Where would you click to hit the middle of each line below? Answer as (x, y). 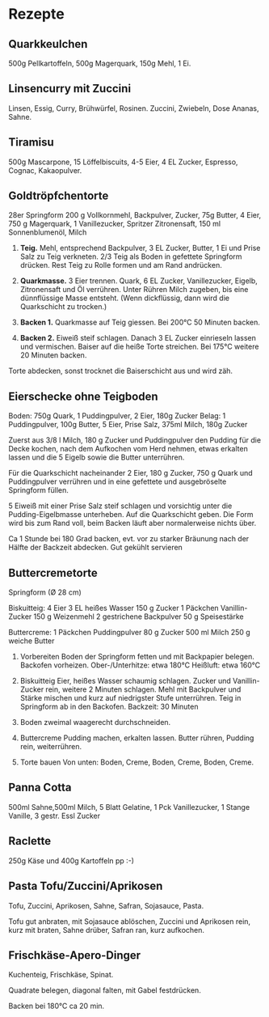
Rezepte (36, 14)
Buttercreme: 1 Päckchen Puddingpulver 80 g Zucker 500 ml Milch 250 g (129, 633)
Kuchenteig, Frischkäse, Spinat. (61, 975)
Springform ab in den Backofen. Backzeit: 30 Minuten (109, 707)
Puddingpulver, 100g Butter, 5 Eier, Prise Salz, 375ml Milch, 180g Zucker (128, 425)
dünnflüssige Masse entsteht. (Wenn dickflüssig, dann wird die (125, 298)
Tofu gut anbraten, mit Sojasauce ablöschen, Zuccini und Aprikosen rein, (130, 921)
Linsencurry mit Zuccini (70, 89)
